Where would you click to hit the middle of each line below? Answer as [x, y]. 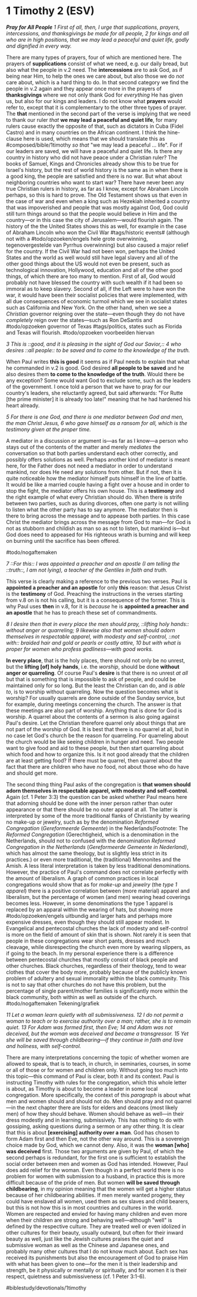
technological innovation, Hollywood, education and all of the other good [94, 270]
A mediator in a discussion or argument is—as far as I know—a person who [97, 440]
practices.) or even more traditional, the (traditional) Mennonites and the [94, 859]
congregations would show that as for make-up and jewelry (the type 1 [92, 884]
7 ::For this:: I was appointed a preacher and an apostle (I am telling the [93, 563]
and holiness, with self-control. [44, 1046]
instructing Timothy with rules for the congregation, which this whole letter [96, 1082]
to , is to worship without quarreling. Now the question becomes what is [92, 691]
